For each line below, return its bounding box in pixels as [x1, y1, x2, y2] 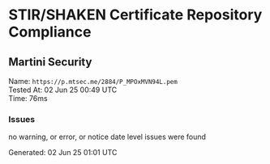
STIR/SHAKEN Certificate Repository [8, 6, 263, 24]
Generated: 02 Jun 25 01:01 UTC [8, 148, 118, 158]
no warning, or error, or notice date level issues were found [8, 132, 207, 142]
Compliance [8, 23, 92, 41]
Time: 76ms [8, 94, 48, 103]
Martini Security [8, 55, 92, 69]
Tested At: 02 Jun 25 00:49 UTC [8, 85, 118, 95]
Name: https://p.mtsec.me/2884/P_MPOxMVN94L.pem [8, 77, 178, 86]
